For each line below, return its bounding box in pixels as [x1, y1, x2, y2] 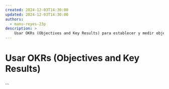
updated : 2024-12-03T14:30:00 [5, 12, 69, 17]
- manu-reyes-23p [10, 21, 46, 27]
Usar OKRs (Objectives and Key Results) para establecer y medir [14, 31, 154, 36]
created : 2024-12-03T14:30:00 [5, 7, 69, 13]
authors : [5, 17, 24, 22]
